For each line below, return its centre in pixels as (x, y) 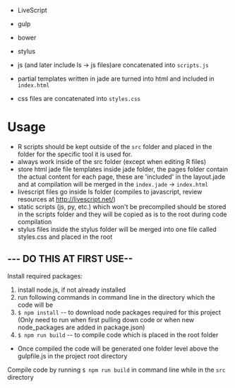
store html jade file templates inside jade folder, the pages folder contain (122, 169)
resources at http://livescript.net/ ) (67, 199)
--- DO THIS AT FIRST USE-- (70, 259)
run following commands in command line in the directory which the (116, 297)
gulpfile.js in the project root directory (72, 355)
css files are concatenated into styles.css (79, 99)
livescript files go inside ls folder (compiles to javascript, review (110, 192)
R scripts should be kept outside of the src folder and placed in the (115, 146)
